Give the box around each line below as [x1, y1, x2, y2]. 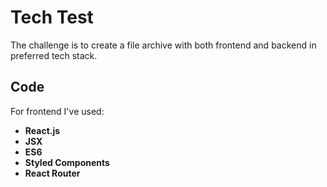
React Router [24, 167, 81, 179]
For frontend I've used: [10, 105, 105, 117]
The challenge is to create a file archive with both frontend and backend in [10, 39, 317, 51]
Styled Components [24, 156, 110, 168]
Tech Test [10, 6, 94, 29]
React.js [24, 124, 61, 136]
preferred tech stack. [10, 49, 98, 61]
